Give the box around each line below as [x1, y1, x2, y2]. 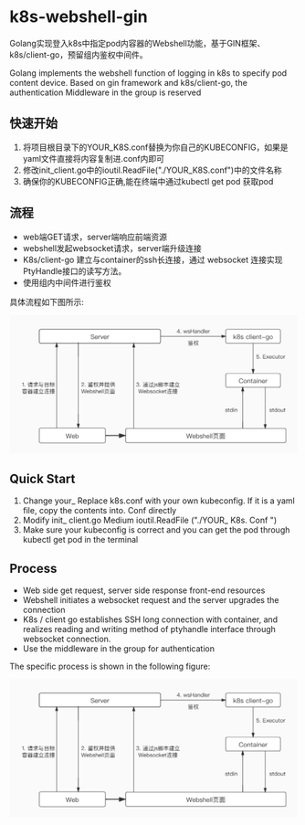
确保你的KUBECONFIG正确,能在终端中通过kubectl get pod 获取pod [22, 175, 274, 186]
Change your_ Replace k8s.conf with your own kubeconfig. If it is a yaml [22, 495, 295, 506]
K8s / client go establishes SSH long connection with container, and [22, 614, 279, 625]
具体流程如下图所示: [9, 296, 85, 307]
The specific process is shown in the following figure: [9, 661, 211, 672]
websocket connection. [22, 633, 111, 645]
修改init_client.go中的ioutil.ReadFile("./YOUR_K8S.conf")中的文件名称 [22, 164, 282, 175]
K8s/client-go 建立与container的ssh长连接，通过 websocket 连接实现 [22, 254, 283, 265]
